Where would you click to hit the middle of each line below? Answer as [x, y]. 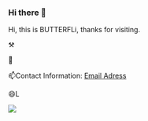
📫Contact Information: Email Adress [67, 76]
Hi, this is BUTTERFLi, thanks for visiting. [74, 30]
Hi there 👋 [28, 13]
